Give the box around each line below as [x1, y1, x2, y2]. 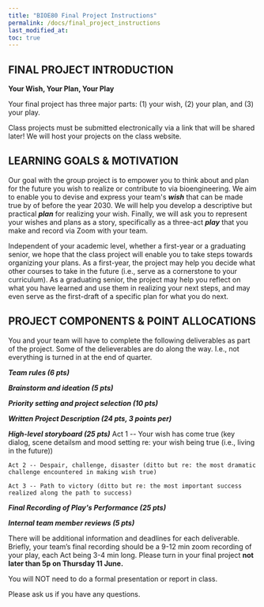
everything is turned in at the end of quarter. [8, 352, 153, 362]
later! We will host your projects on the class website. [8, 131, 182, 141]
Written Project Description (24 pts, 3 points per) [8, 413, 172, 423]
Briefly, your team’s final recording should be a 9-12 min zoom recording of [8, 541, 252, 551]
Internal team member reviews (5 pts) [8, 518, 135, 527]
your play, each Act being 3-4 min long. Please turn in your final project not [8, 550, 255, 560]
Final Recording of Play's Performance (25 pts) [8, 503, 167, 512]
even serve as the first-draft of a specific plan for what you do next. [8, 291, 229, 301]
